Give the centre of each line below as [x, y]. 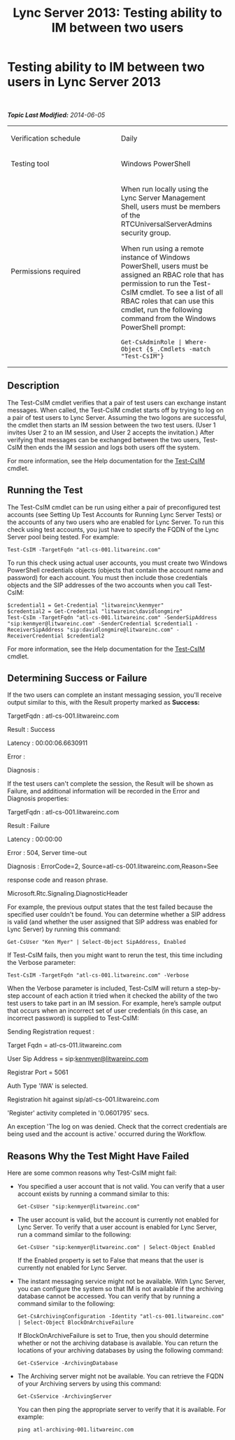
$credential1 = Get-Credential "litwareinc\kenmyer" [86, 605]
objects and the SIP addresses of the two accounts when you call [101, 585]
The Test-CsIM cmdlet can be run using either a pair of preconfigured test [114, 507]
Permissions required [46, 271]
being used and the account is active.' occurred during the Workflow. [107, 1134]
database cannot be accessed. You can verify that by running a [109, 1297]
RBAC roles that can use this [168, 301]
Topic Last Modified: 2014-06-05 [56, 115]
